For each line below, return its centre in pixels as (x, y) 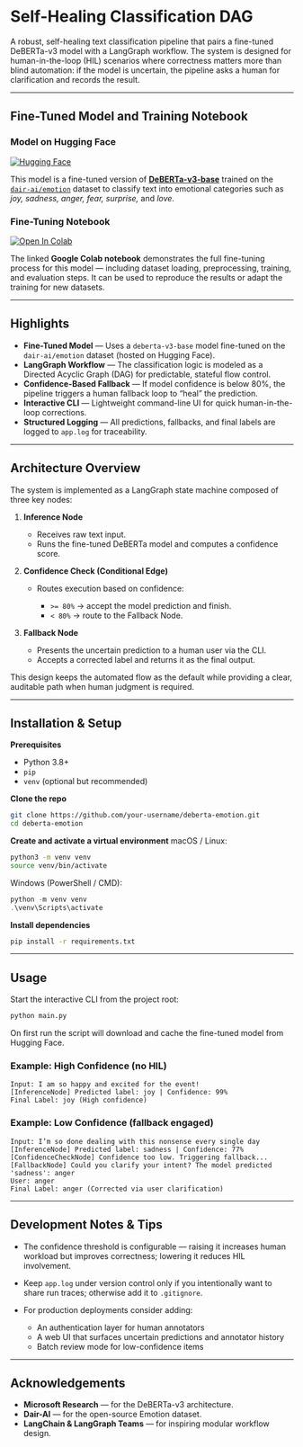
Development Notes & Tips (86, 1225)
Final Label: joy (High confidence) (79, 1100)
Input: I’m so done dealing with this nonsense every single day (135, 1141)
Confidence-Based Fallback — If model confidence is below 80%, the (154, 383)
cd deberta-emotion (47, 824)
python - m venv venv (49, 899)
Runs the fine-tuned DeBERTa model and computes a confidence (157, 544)
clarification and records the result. (75, 79)
